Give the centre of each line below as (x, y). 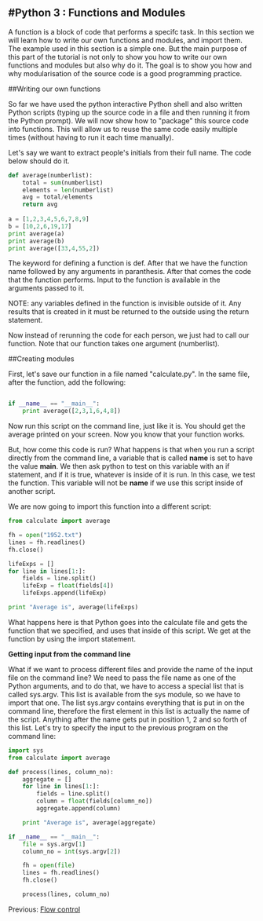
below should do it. (39, 161)
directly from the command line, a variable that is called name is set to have (131, 458)
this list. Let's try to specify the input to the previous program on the (118, 727)
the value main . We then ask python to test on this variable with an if (119, 466)
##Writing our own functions (55, 89)
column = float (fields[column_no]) (95, 801)
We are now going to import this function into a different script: (110, 506)
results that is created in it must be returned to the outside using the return (129, 312)
